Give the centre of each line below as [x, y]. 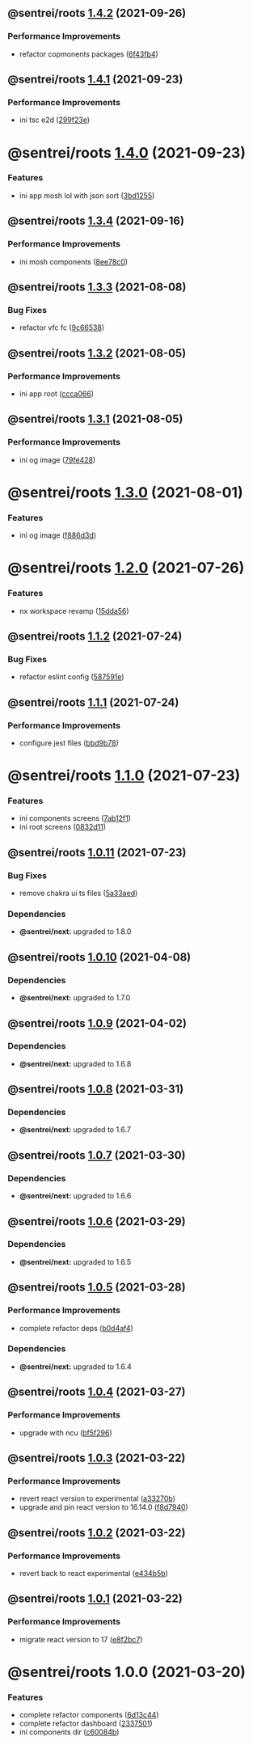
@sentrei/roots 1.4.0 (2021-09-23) [126, 152]
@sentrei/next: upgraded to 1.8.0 [75, 932]
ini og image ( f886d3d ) [58, 535]
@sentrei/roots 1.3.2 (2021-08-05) [97, 353]
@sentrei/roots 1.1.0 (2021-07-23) [124, 776]
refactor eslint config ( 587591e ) [72, 677]
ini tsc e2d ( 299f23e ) [55, 120]
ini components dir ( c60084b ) [69, 1732]
